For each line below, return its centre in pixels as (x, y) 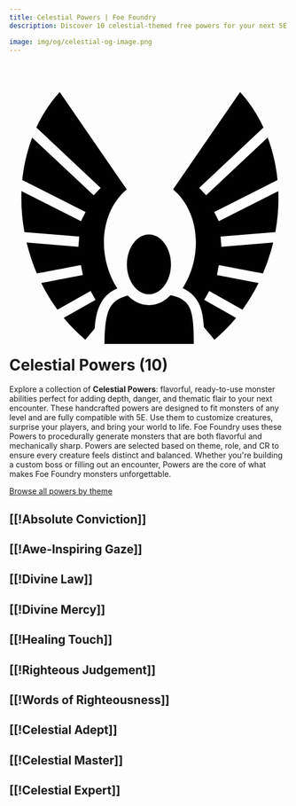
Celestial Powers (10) (89, 365)
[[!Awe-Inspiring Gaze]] (76, 549)
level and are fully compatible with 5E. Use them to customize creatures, (141, 418)
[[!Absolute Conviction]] (78, 519)
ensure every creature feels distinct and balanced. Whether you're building (146, 455)
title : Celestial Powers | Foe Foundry (83, 17)
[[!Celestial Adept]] (63, 730)
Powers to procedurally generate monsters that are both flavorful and (136, 436)
